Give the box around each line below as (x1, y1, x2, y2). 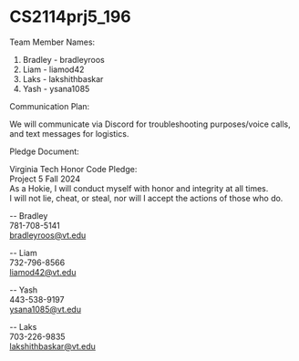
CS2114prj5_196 (9, 6, 131, 27)
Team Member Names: (9, 36, 96, 47)
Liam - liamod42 (22, 64, 85, 75)
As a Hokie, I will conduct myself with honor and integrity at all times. (9, 182, 269, 193)
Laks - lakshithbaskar (22, 73, 104, 84)
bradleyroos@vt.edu (9, 230, 87, 241)
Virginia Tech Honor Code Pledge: (9, 163, 138, 174)
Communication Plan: (9, 100, 90, 111)
